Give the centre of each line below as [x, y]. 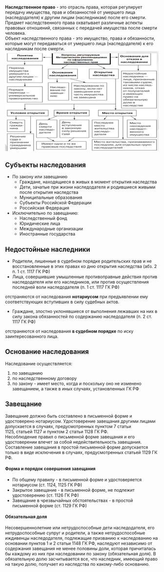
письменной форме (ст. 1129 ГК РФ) [49, 505]
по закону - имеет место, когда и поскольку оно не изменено [77, 383]
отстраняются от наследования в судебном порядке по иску [69, 331]
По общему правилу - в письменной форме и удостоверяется [77, 479]
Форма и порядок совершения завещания [51, 469]
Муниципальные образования [51, 197]
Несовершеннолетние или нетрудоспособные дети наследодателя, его [80, 528]
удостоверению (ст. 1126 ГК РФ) [45, 495]
